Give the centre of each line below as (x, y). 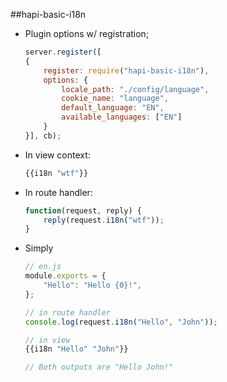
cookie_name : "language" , (115, 99)
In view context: (57, 155)
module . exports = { (65, 276)
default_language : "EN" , (113, 108)
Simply (39, 248)
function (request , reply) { (83, 210)
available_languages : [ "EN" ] (122, 117)
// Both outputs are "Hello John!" (99, 367)
